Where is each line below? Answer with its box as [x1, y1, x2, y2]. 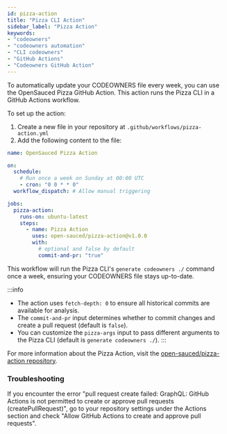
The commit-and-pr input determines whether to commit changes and [17, 313, 215, 322]
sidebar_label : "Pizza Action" [7, 23, 98, 30]
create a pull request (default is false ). [17, 321, 128, 329]
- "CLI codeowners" [7, 49, 64, 56]
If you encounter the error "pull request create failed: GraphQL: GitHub [7, 390, 210, 398]
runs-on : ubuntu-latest [19, 213, 89, 220]
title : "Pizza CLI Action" [7, 17, 85, 24]
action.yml [17, 130, 49, 137]
